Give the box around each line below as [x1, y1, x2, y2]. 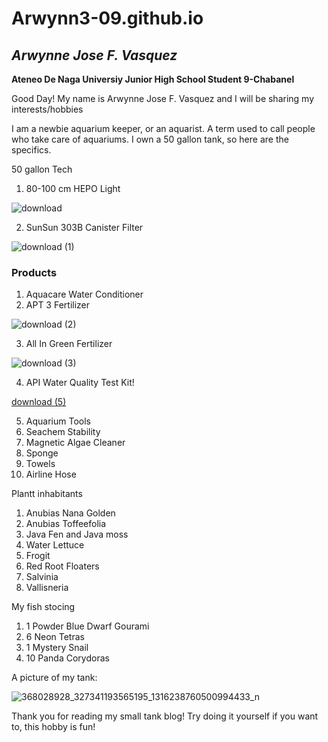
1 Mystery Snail [25, 642, 89, 654]
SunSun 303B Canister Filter [25, 222, 144, 233]
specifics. [11, 144, 52, 156]
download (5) [11, 396, 67, 408]
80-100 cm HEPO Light [25, 183, 121, 194]
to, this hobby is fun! [11, 721, 96, 733]
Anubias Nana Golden [25, 507, 116, 519]
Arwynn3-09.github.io [11, 7, 204, 30]
